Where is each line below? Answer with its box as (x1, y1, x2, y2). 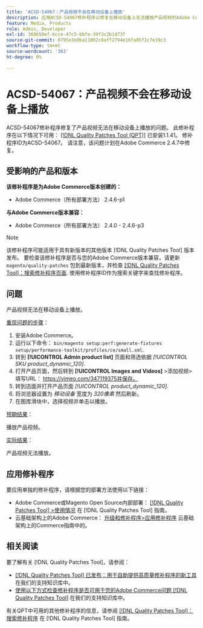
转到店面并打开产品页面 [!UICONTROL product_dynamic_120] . (14, 383, 169, 390)
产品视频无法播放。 (6, 450, 54, 457)
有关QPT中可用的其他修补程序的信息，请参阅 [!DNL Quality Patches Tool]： (6, 607, 193, 614)
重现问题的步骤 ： (6, 319, 49, 326)
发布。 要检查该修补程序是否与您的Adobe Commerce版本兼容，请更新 (6, 254, 180, 262)
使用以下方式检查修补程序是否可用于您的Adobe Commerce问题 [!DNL (14, 586, 188, 593)
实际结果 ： (6, 436, 33, 444)
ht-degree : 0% (6, 54, 42, 60)
